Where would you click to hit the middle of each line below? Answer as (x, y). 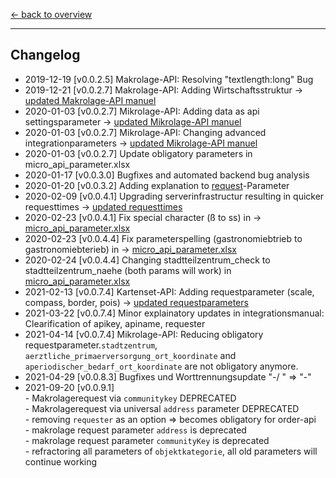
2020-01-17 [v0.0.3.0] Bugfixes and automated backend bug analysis (167, 175)
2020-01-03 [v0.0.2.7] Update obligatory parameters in (138, 153)
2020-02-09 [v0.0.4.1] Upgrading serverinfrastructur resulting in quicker (174, 196)
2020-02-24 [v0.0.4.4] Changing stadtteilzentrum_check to (147, 260)
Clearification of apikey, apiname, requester (115, 323)
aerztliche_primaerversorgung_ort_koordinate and (130, 355)
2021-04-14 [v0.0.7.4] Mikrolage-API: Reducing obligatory (144, 334)
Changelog (45, 55)
